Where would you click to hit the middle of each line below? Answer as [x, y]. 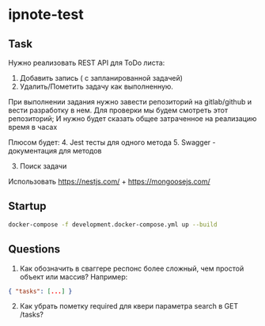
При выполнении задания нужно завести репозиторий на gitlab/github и [130, 102]
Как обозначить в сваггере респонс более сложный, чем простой [132, 268]
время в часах [33, 127]
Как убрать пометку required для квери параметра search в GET [129, 306]
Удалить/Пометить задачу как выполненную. [97, 86]
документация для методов [55, 151]
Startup [27, 206]
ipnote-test [46, 15]
